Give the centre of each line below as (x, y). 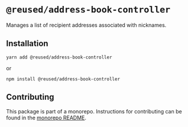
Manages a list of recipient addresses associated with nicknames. (86, 25)
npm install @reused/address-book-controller (63, 79)
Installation (27, 43)
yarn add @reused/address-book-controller (59, 57)
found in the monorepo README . (46, 118)
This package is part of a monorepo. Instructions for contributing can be (94, 111)
